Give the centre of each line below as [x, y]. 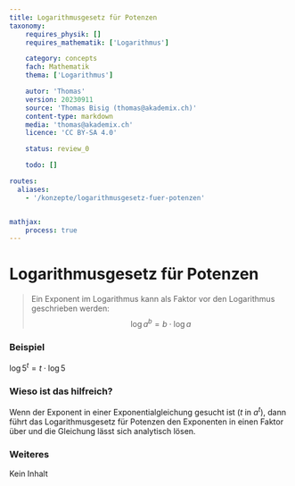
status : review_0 [57, 149]
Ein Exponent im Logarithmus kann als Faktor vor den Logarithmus [153, 299]
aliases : [33, 189]
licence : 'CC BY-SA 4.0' [71, 133]
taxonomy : [28, 26]
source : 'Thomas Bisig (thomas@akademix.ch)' [111, 108]
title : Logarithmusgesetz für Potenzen [83, 17]
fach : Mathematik [57, 67]
